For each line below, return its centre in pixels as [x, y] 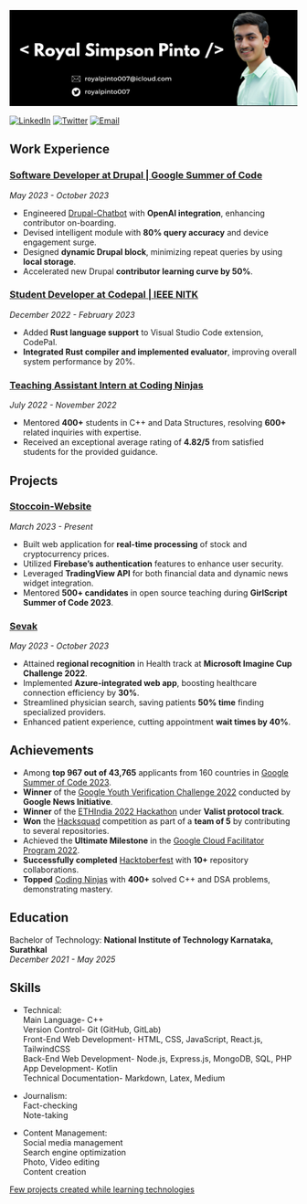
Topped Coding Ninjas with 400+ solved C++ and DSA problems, [147, 879]
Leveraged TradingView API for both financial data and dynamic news [155, 573]
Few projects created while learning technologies [102, 1189]
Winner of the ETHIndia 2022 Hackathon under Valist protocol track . [153, 811]
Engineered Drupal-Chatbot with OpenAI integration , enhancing [143, 213]
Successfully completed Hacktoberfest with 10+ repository [136, 860]
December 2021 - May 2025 [63, 959]
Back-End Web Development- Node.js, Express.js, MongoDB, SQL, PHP [157, 1058]
